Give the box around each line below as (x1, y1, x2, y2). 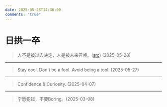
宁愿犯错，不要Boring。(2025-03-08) (17, 96, 95, 102)
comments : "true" (5, 12, 41, 17)
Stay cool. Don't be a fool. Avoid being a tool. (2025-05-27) (17, 67, 139, 73)
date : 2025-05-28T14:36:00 (5, 7, 61, 12)
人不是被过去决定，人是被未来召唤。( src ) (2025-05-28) (17, 52, 131, 58)
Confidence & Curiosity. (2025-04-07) (17, 81, 96, 87)
